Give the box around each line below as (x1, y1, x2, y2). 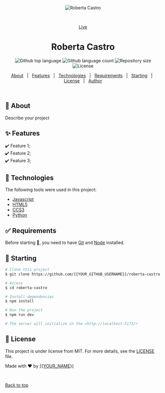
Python (12, 212, 27, 218)
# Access (5, 281, 23, 286)
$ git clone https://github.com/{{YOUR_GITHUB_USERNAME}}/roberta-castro (5, 272, 161, 277)
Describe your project (5, 115, 49, 121)
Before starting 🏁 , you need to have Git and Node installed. (5, 240, 125, 246)
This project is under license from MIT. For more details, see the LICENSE (5, 348, 155, 354)
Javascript (12, 196, 34, 202)
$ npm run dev (5, 312, 35, 317)
